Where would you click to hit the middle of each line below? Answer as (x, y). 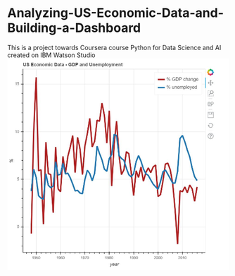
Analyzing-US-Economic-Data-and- (115, 13)
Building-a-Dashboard (74, 28)
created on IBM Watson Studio (51, 55)
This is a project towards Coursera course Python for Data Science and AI (114, 47)
